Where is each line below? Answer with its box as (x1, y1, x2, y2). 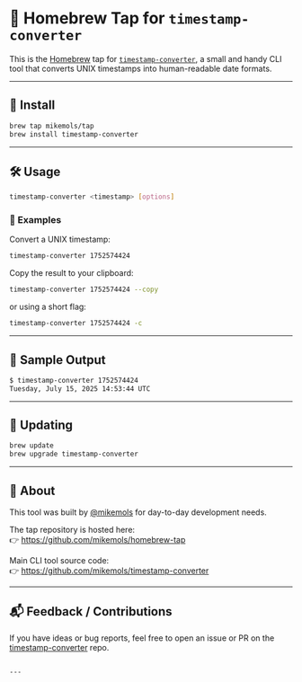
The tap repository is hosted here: (9, 525, 136, 536)
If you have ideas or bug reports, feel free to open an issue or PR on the (9, 633, 275, 643)
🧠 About (9, 483, 56, 498)
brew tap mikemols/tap (9, 121, 94, 130)
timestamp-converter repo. (9, 642, 110, 652)
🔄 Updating (9, 418, 74, 433)
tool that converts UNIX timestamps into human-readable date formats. (9, 63, 272, 74)
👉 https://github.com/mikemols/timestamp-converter (9, 565, 209, 576)
